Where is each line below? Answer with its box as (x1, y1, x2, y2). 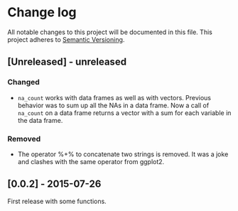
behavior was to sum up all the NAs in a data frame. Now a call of (17, 101, 210, 109)
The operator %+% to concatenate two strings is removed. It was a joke (17, 150, 229, 158)
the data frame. (17, 116, 63, 124)
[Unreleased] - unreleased (7, 56, 126, 68)
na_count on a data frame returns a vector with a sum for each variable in (17, 108, 232, 117)
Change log (7, 4, 77, 21)
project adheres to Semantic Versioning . (7, 35, 125, 43)
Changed (7, 77, 40, 87)
